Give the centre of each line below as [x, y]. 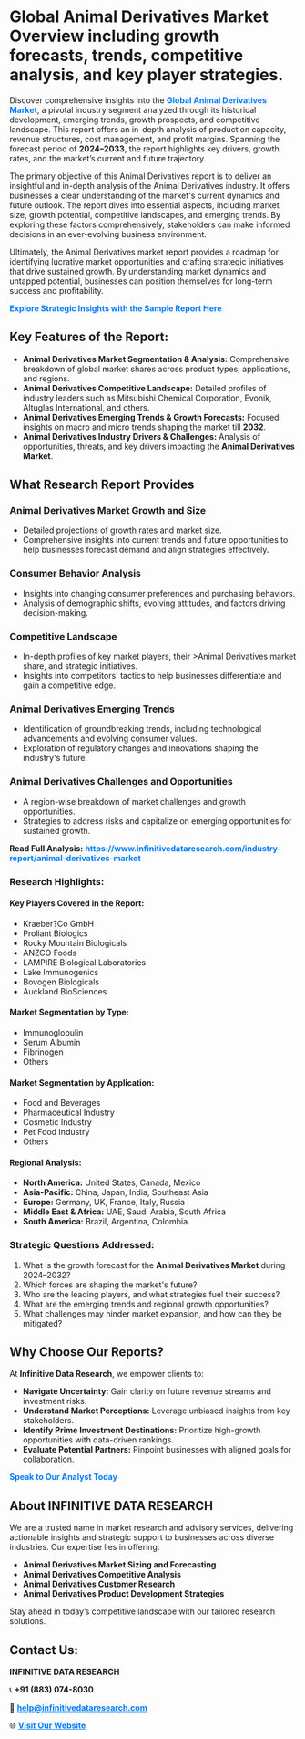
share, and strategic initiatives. [80, 666]
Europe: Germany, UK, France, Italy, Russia [103, 1203]
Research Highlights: [57, 881]
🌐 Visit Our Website [48, 1725]
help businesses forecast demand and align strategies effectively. [146, 550]
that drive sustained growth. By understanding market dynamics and [138, 271]
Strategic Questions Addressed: [82, 1245]
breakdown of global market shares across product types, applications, [156, 369]
